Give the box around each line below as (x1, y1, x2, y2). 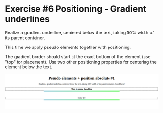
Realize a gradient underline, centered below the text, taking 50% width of (5, 30, 154, 35)
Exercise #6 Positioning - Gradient (5, 3, 146, 15)
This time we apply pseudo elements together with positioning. (5, 44, 131, 50)
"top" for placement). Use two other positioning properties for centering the (5, 59, 157, 65)
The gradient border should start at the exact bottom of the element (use (5, 53, 151, 59)
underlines (5, 14, 50, 25)
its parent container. (5, 35, 45, 41)
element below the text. (5, 64, 53, 70)
